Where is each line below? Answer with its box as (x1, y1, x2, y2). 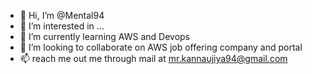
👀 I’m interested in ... (19, 20, 105, 32)
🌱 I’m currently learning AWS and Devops (19, 31, 190, 42)
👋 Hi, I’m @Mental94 (19, 10, 105, 21)
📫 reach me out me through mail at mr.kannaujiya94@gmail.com (19, 53, 288, 64)
